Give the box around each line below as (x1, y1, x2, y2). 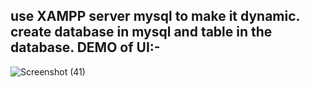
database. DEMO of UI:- (10, 39, 161, 56)
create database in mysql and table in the (10, 24, 273, 41)
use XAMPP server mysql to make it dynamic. (10, 8, 300, 25)
